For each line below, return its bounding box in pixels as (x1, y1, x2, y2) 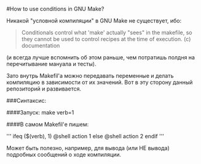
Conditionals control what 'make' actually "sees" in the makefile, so (21, 29, 192, 36)
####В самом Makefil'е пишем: (6, 121, 89, 128)
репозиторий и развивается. (6, 85, 82, 92)
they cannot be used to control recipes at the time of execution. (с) (21, 35, 191, 42)
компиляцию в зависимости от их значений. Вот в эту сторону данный (6, 79, 193, 86)
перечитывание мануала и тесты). (6, 61, 97, 67)
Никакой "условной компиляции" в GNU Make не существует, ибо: (6, 17, 182, 24)
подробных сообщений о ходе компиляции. (6, 151, 122, 158)
